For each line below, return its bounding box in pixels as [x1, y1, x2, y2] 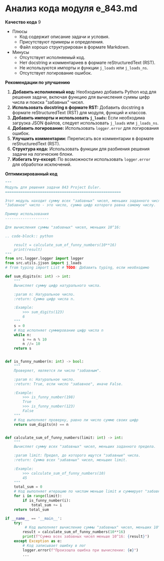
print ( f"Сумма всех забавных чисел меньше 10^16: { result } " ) [22, 534, 150, 539]
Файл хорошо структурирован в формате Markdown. [19, 44, 130, 50]
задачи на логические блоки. [12, 151, 74, 157]
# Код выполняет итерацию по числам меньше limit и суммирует [14, 489, 143, 494]
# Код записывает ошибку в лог [22, 543, 86, 548]
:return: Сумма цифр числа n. [14, 296, 76, 301]
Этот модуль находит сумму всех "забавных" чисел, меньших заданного [5, 198, 150, 203]
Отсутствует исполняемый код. [19, 54, 85, 60]
